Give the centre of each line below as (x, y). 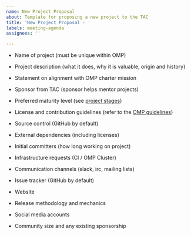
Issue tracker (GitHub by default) (54, 180)
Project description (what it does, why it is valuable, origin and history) (100, 67)
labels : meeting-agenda (35, 28)
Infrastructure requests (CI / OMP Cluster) (65, 158)
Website (25, 192)
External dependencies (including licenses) (67, 135)
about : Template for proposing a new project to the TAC (77, 17)
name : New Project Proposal (41, 11)
